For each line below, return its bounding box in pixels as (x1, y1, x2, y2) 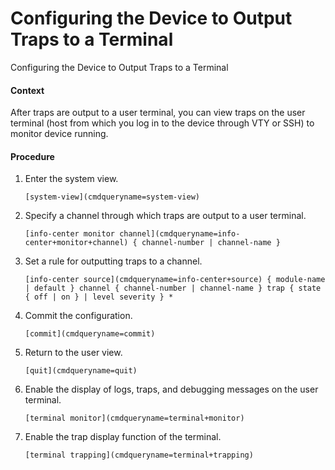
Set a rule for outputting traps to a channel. (24, 255, 203, 267)
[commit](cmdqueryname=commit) (24, 329, 156, 339)
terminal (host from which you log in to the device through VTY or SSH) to (10, 117, 315, 129)
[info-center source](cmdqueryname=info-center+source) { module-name (24, 275, 326, 285)
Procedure (10, 150, 55, 162)
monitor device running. (10, 128, 109, 140)
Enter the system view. (24, 173, 119, 185)
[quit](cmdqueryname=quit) (24, 366, 138, 376)
